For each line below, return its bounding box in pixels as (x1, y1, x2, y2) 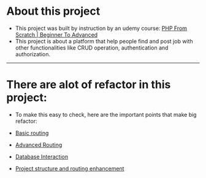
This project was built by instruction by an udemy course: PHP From (15, 24, 188, 32)
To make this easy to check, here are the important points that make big (15, 111, 197, 118)
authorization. (15, 50, 51, 57)
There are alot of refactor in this (6, 78, 171, 92)
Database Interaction (15, 153, 69, 160)
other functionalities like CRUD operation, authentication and (15, 44, 169, 51)
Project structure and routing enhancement (15, 165, 124, 172)
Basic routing (15, 129, 49, 136)
